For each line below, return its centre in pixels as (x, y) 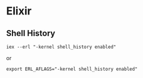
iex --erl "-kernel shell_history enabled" (61, 47)
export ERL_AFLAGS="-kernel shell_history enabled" (72, 69)
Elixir (19, 11)
